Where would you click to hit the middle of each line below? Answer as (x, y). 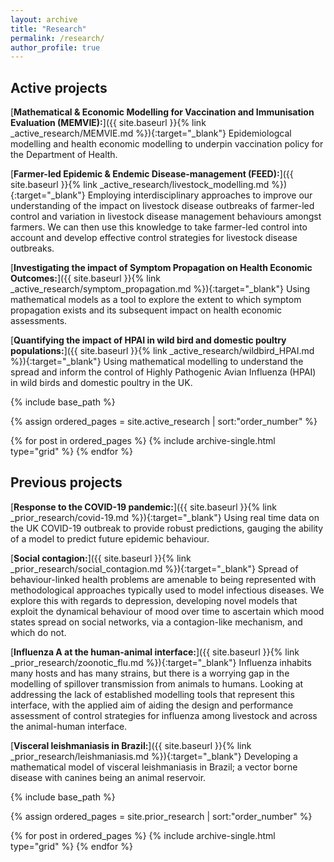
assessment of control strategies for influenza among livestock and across (164, 715)
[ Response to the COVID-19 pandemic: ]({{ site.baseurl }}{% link (143, 507)
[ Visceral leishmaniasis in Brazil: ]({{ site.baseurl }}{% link (131, 745)
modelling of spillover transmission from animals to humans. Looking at (157, 683)
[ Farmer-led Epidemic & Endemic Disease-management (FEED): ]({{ (152, 174)
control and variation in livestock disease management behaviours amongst (166, 217)
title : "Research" (48, 29)
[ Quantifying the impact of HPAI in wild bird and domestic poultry (148, 340)
